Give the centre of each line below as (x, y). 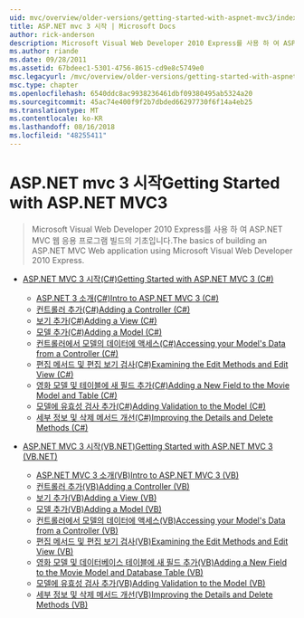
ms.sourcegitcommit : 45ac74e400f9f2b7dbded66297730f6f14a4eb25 (131, 102)
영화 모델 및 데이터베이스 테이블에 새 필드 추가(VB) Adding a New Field (161, 562)
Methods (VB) (62, 604)
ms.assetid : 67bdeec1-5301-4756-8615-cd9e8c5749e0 (107, 69)
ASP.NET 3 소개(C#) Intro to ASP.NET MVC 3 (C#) (128, 298)
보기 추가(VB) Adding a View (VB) (96, 498)
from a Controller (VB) (77, 530)
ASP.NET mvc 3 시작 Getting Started (145, 183)
